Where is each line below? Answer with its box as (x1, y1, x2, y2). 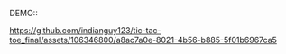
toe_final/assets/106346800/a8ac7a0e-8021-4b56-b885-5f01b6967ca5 (9, 35, 278, 45)
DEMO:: (9, 8, 38, 18)
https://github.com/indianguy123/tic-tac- (9, 25, 161, 35)
